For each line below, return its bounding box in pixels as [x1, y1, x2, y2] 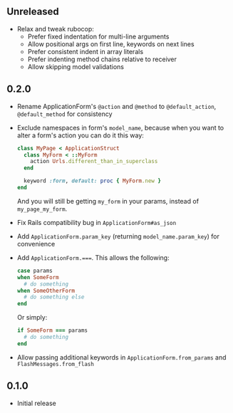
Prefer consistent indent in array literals [27, 47, 144, 56]
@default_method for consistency [16, 110, 113, 118]
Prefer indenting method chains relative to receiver [27, 55, 177, 63]
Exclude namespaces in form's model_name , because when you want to [16, 123, 224, 132]
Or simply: [16, 313, 48, 322]
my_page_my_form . [16, 204, 68, 213]
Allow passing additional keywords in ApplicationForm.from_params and [16, 352, 227, 362]
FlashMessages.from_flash [16, 360, 94, 367]
